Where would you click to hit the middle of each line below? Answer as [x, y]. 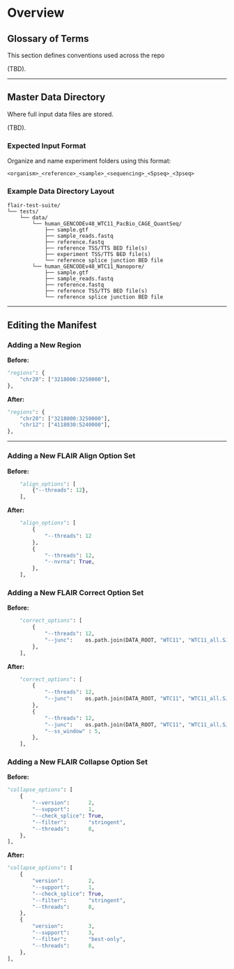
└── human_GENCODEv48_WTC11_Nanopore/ [88, 266]
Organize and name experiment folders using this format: [89, 161]
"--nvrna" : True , [70, 562]
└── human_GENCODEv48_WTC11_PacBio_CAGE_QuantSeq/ [107, 224]
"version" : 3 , [64, 926]
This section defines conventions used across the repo [86, 55]
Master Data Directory [56, 97]
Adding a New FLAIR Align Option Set [71, 456]
